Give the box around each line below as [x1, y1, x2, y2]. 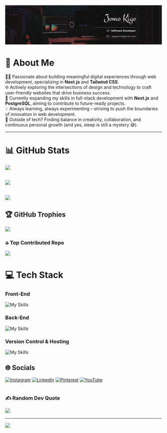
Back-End [5, 314, 29, 321]
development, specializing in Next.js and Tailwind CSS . [5, 79, 119, 85]
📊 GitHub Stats [5, 145, 70, 156]
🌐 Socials [5, 363, 36, 372]
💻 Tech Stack [5, 269, 64, 281]
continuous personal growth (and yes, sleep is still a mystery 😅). [5, 122, 138, 128]
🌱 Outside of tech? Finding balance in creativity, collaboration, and [5, 117, 141, 123]
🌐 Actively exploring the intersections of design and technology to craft [5, 85, 152, 90]
